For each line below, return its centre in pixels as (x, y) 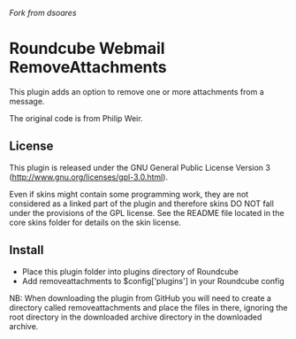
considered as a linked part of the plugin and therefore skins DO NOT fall (141, 204)
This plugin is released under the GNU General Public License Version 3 (140, 167)
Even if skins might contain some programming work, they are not (129, 194)
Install (27, 250)
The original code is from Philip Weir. (76, 118)
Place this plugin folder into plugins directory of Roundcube (130, 271)
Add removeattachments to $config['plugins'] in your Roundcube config (153, 281)
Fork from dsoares (43, 13)
